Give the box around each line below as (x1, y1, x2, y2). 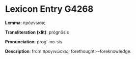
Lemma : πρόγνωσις (5, 20, 46, 26)
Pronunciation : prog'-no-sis (5, 38, 63, 45)
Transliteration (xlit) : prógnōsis (5, 29, 69, 35)
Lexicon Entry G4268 (5, 3, 94, 15)
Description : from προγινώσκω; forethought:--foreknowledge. (5, 48, 132, 54)
